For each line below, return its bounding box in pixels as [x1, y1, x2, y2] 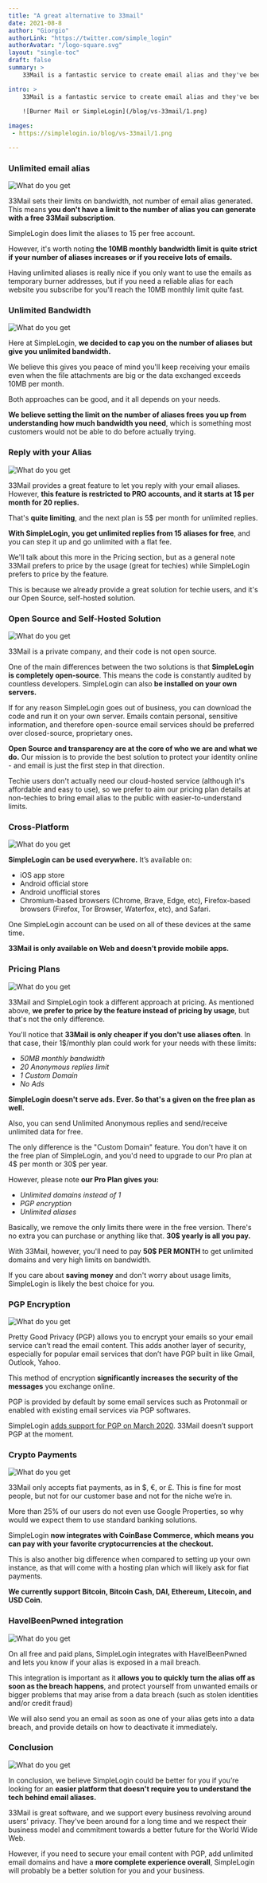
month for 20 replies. [8, 497, 79, 507]
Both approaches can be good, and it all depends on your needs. [8, 395, 221, 404]
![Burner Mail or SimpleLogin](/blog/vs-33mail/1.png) [22, 107, 208, 116]
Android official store [19, 879, 89, 889]
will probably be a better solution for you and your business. [8, 1865, 205, 1875]
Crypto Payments [8, 1449, 78, 1460]
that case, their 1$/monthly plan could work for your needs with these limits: [8, 1038, 257, 1048]
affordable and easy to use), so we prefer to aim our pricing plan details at [8, 784, 251, 794]
